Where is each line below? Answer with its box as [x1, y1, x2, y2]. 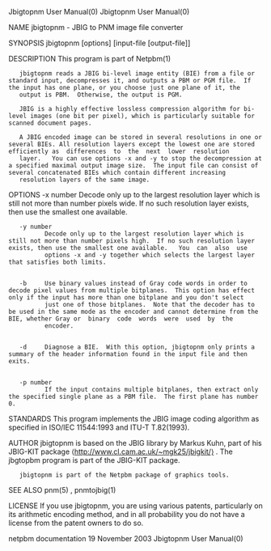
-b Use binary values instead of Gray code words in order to [19, 279, 248, 287]
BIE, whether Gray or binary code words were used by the [8, 315, 233, 323]
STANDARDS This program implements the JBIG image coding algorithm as [8, 414, 260, 423]
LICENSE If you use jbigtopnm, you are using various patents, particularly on [8, 501, 263, 511]
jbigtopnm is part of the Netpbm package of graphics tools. [19, 471, 230, 479]
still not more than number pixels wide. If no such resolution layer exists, [8, 198, 249, 208]
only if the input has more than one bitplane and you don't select [8, 294, 244, 302]
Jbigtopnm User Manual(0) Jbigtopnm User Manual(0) [8, 7, 190, 16]
